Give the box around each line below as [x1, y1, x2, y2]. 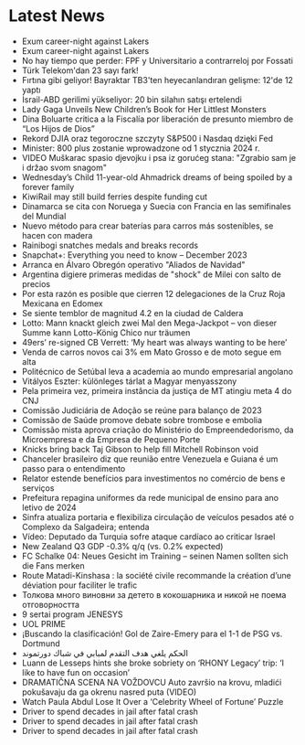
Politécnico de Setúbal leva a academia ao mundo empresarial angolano [21, 366, 294, 377]
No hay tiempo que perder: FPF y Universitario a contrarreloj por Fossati [21, 55, 294, 66]
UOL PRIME [21, 618, 66, 629]
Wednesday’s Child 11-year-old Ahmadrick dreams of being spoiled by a [21, 171, 293, 183]
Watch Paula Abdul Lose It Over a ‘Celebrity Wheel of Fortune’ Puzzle [21, 696, 284, 707]
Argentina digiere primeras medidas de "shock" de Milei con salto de [21, 269, 282, 280]
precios [21, 278, 51, 289]
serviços [21, 482, 55, 494]
